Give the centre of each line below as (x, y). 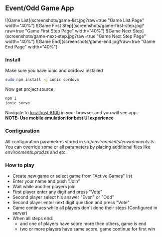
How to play (20, 165)
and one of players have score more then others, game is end (83, 224)
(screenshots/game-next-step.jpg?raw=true (50, 36)
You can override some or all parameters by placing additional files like (78, 147)
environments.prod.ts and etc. (36, 152)
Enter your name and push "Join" (46, 181)
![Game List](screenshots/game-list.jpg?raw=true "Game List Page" (75, 20)
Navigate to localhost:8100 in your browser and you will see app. (72, 112)
